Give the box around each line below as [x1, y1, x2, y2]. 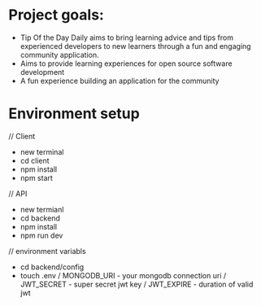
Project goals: [8, 6, 104, 24]
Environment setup [8, 104, 140, 123]
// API [8, 189, 28, 199]
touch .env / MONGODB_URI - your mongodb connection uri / [20, 270, 227, 280]
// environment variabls [8, 246, 87, 256]
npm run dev [20, 230, 63, 240]
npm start [20, 173, 53, 182]
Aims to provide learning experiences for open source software [20, 59, 233, 68]
